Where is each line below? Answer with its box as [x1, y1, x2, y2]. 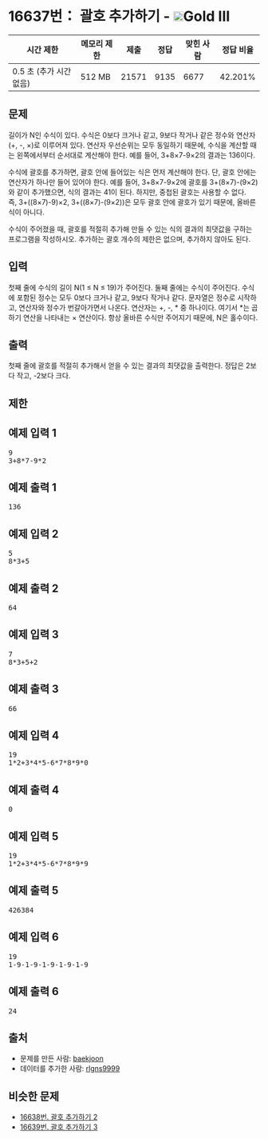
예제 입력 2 [8, 527, 59, 541]
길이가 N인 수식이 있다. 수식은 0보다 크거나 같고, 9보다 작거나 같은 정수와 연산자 [8, 130, 256, 140]
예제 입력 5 [8, 829, 59, 843]
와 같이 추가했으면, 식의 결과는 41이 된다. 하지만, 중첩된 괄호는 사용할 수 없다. [8, 187, 247, 197]
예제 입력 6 [8, 930, 59, 944]
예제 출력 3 [8, 682, 59, 696]
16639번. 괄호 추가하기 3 [19, 1122, 98, 1132]
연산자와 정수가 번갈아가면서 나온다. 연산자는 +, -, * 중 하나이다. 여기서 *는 [18, 302, 250, 312]
